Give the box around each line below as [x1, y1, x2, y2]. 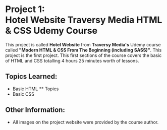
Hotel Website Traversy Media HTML [5, 14, 162, 26]
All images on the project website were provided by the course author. [12, 119, 159, 125]
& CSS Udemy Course [5, 25, 97, 36]
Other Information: [5, 106, 66, 114]
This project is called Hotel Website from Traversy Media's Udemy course [5, 41, 161, 47]
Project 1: [5, 4, 45, 15]
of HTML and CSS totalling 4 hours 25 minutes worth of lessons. [5, 57, 139, 63]
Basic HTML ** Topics [12, 86, 59, 92]
